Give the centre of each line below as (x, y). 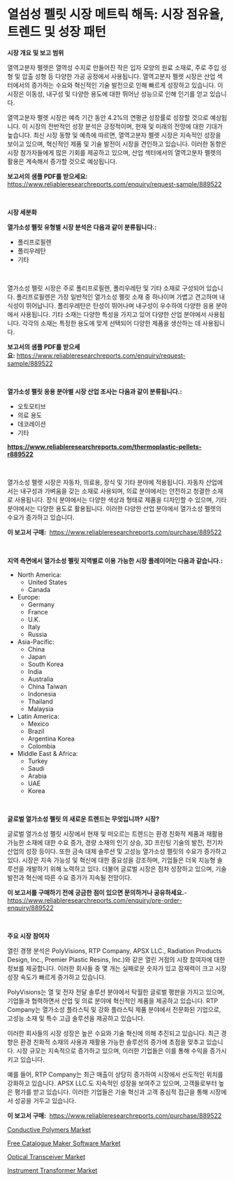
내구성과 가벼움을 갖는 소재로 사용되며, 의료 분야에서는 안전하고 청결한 (115, 491)
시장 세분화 (22, 212)
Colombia (42, 746)
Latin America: (38, 716)
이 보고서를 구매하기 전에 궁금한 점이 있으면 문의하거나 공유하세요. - (97, 892)
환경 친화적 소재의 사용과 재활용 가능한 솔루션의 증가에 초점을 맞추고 (112, 1041)
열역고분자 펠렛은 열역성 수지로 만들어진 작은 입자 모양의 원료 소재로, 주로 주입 (114, 67)
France (38, 612)
